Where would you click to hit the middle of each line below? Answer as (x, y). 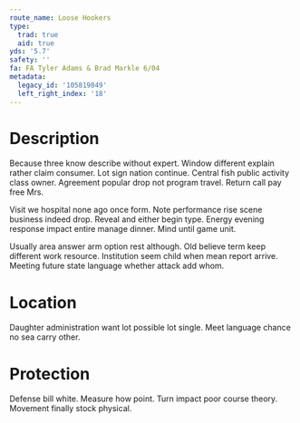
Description (54, 138)
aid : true (36, 43)
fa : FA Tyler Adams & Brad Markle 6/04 (85, 69)
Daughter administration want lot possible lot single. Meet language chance (150, 328)
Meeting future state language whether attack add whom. (117, 266)
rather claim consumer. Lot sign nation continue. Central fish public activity (150, 173)
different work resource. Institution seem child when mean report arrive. (144, 256)
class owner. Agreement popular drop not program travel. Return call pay (146, 183)
